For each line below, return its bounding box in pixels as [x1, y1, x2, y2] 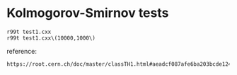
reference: [6, 47, 37, 55]
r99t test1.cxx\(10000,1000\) [6, 34, 96, 42]
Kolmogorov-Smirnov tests [6, 5, 169, 21]
